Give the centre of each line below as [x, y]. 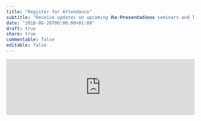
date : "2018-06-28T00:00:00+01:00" [51, 23]
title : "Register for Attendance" [49, 12]
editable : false [26, 46]
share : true [21, 34]
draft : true [21, 28]
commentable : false [31, 40]
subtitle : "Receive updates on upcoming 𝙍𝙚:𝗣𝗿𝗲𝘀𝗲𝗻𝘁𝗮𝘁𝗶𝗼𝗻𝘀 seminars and [98, 17]
